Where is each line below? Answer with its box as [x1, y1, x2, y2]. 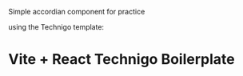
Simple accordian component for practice [8, 7, 145, 16]
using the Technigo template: [8, 22, 105, 31]
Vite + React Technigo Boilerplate [8, 50, 235, 69]
